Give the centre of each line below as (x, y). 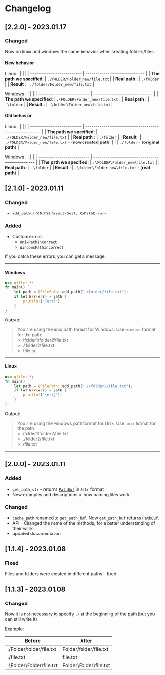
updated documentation (37, 533)
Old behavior (18, 115)
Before (32, 641)
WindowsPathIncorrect (41, 248)
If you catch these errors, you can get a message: (55, 256)
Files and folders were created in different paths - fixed (61, 574)
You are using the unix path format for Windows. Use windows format (86, 329)
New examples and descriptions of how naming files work (71, 494)
